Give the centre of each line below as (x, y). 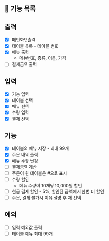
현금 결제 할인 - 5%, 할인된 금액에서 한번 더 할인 (58, 191)
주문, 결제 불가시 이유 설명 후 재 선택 (46, 197)
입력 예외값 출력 (27, 227)
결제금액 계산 (24, 167)
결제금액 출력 (24, 64)
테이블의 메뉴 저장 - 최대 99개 (40, 148)
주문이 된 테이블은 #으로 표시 (39, 173)
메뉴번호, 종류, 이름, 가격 (43, 58)
